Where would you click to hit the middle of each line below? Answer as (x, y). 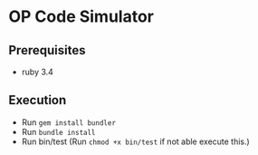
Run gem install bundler (69, 122)
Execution (38, 100)
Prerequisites (47, 50)
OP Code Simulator (81, 17)
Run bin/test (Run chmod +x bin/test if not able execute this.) (135, 141)
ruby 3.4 (37, 72)
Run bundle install (58, 131)
